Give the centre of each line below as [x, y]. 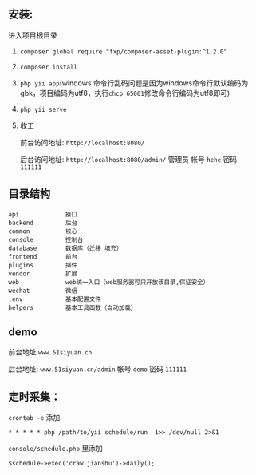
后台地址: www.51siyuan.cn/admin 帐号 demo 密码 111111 [98, 369]
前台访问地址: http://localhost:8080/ [82, 142]
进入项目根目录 [33, 35]
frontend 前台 [43, 257]
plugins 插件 [43, 265]
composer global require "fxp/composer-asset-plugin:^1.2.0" [124, 51]
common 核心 [43, 231]
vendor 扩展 [43, 274]
